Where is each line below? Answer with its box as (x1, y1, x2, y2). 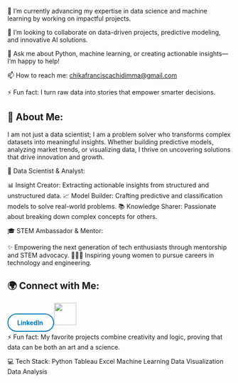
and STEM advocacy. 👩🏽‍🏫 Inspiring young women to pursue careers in (7, 251, 215, 259)
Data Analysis (7, 367, 48, 376)
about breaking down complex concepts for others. (7, 212, 158, 220)
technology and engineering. (7, 258, 92, 266)
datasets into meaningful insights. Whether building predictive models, (7, 137, 215, 146)
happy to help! (17, 57, 60, 65)
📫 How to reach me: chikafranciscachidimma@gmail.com (7, 71, 178, 80)
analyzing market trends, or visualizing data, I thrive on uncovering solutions (7, 145, 231, 153)
